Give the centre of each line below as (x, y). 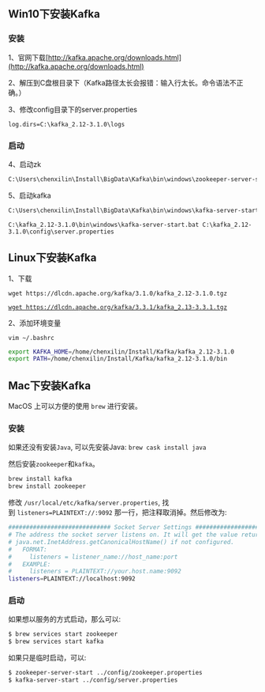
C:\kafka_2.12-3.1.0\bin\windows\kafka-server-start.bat (104, 225)
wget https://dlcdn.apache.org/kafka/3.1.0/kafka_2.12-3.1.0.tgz (118, 293)
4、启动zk (25, 164)
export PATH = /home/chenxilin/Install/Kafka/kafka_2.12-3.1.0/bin (118, 359)
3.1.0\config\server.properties (61, 232)
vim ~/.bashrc (32, 338)
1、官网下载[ (28, 57)
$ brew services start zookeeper (63, 634)
